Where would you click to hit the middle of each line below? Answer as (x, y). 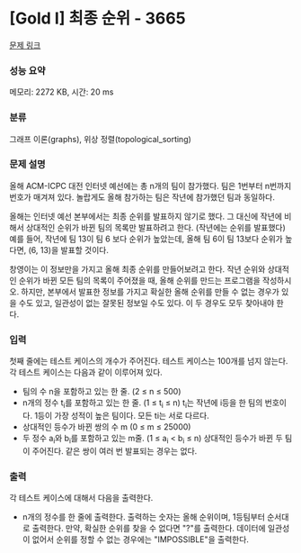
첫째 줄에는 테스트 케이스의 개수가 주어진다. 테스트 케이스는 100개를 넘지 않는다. (149, 361)
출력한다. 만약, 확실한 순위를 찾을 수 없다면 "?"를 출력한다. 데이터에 (149, 529)
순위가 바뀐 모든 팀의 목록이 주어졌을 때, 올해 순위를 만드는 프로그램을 (139, 280)
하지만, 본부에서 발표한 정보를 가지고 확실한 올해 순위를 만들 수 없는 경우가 (150, 291)
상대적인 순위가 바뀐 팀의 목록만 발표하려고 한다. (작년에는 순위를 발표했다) (155, 227)
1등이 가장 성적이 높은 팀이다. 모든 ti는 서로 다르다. (122, 415)
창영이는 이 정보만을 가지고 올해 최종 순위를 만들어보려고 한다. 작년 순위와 (137, 269)
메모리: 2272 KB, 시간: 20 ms (62, 92)
